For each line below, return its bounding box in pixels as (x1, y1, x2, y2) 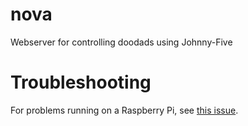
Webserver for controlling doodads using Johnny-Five (10, 36, 233, 48)
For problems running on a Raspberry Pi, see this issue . (10, 104, 239, 116)
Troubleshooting (10, 71, 152, 94)
